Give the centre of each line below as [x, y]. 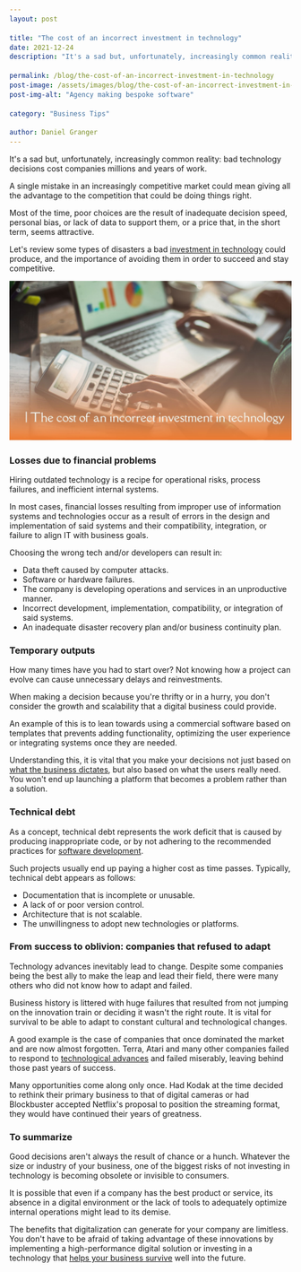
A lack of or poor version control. [83, 904]
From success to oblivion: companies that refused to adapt [140, 946]
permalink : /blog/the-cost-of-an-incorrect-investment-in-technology [142, 76]
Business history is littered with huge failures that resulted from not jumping [149, 1002]
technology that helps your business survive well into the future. [128, 1258]
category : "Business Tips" [60, 113]
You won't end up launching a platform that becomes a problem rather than [148, 780]
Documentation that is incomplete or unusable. [108, 895]
